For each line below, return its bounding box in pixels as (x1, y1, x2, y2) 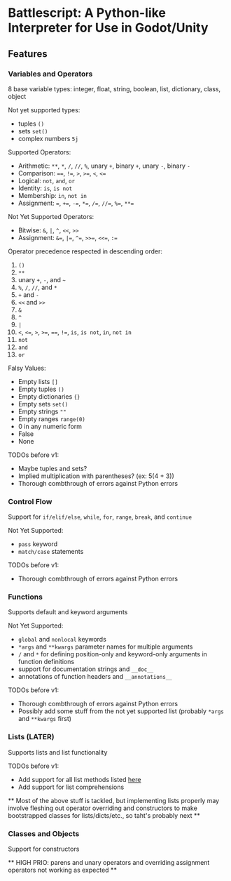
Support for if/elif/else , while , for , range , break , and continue (8, 512, 192, 521)
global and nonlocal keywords (17, 635, 107, 644)
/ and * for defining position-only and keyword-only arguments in (17, 650, 207, 658)
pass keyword (17, 540, 58, 548)
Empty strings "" (17, 407, 66, 416)
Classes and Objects (8, 828, 80, 838)
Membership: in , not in (17, 191, 87, 199)
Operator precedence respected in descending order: (8, 247, 163, 256)
